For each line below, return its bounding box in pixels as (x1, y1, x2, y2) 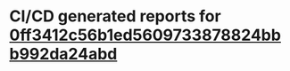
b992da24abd (9, 44, 118, 64)
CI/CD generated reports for (9, 6, 221, 27)
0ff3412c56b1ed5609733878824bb (9, 25, 281, 45)
